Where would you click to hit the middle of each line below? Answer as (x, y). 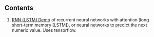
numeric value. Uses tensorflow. (44, 30)
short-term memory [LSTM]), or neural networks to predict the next (79, 25)
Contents (19, 8)
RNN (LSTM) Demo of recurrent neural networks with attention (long (80, 19)
